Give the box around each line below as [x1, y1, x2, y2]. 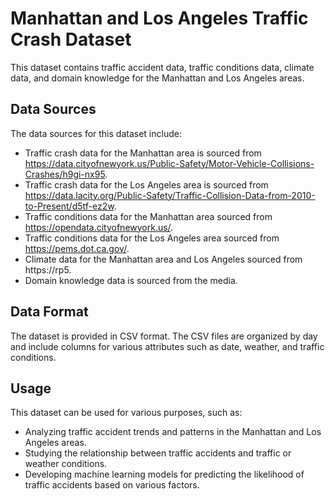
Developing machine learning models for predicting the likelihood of [24, 468, 305, 481]
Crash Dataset [10, 28, 132, 51]
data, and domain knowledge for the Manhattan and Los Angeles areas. [10, 72, 305, 84]
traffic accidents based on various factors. [24, 479, 200, 491]
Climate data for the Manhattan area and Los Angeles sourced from [24, 253, 303, 265]
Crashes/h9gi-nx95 [24, 168, 106, 180]
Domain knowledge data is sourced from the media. [24, 274, 238, 286]
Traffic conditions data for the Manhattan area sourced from [24, 210, 273, 222]
